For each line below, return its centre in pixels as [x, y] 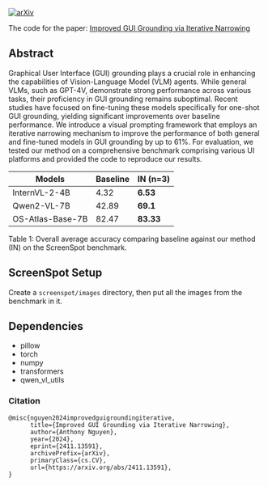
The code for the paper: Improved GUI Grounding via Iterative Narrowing [130, 28]
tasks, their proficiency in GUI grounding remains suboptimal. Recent [123, 99]
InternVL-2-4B [41, 192]
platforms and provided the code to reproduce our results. [105, 158]
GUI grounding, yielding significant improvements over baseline [114, 116]
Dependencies [46, 326]
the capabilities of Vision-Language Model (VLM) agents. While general [128, 82]
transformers [42, 371]
